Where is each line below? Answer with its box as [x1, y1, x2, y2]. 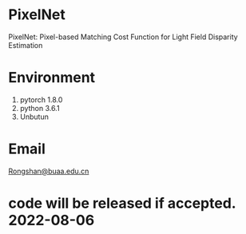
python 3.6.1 [19, 103, 60, 113]
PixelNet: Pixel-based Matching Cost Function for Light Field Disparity [8, 32, 238, 42]
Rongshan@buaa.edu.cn [8, 166, 89, 176]
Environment [8, 69, 96, 87]
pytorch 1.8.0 [19, 94, 63, 105]
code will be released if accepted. [8, 194, 236, 212]
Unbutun [19, 112, 50, 121]
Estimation [8, 40, 43, 50]
